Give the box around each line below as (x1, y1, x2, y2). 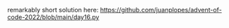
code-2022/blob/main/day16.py (7, 13, 100, 21)
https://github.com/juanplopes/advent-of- (100, 6, 223, 14)
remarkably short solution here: (7, 6, 99, 14)
